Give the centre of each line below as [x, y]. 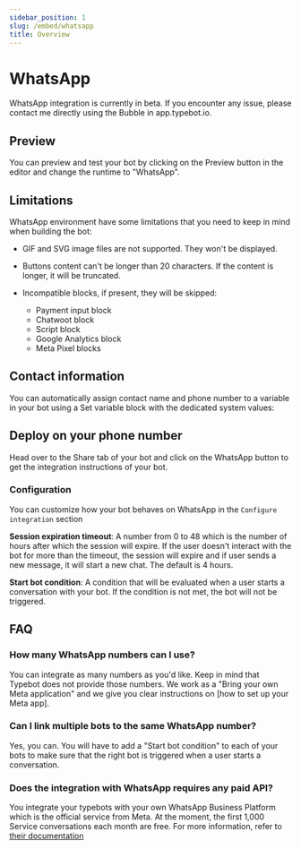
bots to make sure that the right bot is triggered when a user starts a [135, 755]
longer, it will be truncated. [71, 275]
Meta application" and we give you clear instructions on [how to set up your [149, 693]
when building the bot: [51, 231]
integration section [46, 519]
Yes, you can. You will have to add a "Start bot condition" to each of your [144, 745]
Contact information [67, 377]
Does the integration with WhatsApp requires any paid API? [141, 787]
